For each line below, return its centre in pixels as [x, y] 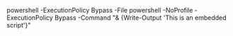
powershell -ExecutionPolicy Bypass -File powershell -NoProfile [100, 10]
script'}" [19, 25]
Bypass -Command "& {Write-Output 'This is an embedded [141, 18]
